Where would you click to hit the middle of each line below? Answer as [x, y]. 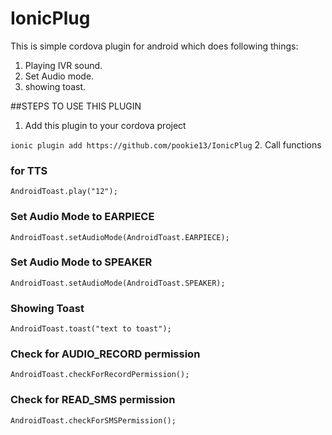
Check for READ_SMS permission [93, 400]
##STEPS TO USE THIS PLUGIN [76, 106]
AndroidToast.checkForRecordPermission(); [100, 375]
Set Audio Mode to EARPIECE [82, 217]
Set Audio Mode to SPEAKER [81, 262]
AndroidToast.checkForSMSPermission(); [93, 420]
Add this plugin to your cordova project [105, 125]
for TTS [29, 170]
